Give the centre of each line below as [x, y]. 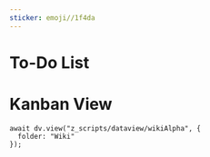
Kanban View [61, 104]
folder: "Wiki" [46, 136]
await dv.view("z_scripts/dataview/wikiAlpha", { [105, 128]
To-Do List [50, 62]
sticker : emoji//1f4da [52, 18]
